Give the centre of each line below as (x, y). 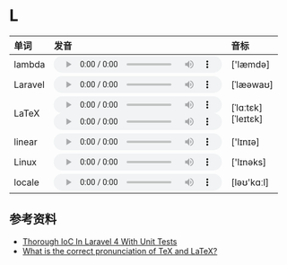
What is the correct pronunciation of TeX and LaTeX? (120, 251)
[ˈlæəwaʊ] (252, 84)
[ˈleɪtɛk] (247, 119)
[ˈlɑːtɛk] (247, 107)
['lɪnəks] (249, 162)
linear (26, 142)
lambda (30, 64)
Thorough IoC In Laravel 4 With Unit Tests (100, 241)
